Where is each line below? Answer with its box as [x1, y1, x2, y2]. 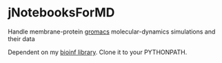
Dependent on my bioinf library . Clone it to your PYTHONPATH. [8, 48, 188, 56]
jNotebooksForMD [8, 5, 115, 21]
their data [8, 34, 35, 42]
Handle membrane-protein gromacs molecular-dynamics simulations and [8, 27, 216, 36]
